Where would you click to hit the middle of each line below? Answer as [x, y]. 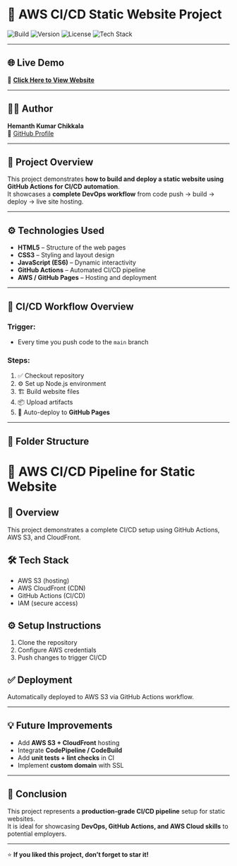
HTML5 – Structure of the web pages [72, 247]
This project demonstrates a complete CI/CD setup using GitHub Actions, [114, 529]
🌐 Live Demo [36, 63]
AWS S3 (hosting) [43, 581]
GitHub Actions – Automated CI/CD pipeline [81, 270]
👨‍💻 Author [30, 109]
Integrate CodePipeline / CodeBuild [70, 750]
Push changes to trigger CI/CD [62, 657]
